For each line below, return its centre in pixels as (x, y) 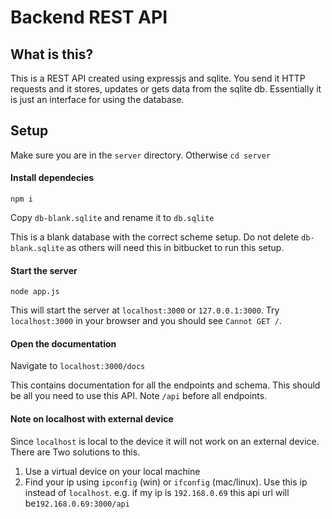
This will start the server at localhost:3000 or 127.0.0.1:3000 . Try (145, 310)
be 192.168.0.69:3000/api (77, 503)
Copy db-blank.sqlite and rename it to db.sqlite (112, 218)
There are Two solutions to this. (75, 452)
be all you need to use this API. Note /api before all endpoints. (139, 396)
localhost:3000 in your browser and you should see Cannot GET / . (146, 321)
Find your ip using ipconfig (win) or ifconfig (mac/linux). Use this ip (166, 482)
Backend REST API (89, 17)
